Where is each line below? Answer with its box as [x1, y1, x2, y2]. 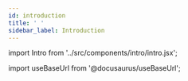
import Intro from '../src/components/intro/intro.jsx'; [8, 48, 178, 58]
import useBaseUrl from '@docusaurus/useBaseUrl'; [8, 64, 181, 73]
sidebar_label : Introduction [8, 26, 105, 34]
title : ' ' [8, 19, 45, 27]
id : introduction [8, 11, 66, 20]
